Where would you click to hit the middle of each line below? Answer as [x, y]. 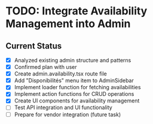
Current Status [34, 46]
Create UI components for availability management [77, 101]
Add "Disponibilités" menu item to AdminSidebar [74, 81]
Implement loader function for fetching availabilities [77, 87]
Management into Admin [68, 24]
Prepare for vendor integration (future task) [68, 114]
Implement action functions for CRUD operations [74, 94]
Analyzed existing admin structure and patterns [73, 60]
